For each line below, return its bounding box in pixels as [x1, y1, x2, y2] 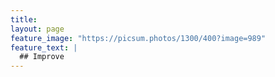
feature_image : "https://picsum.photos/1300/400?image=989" [10, 33, 267, 43]
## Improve [19, 52, 65, 62]
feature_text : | [10, 42, 78, 53]
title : [10, 14, 38, 25]
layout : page [10, 24, 65, 34]
